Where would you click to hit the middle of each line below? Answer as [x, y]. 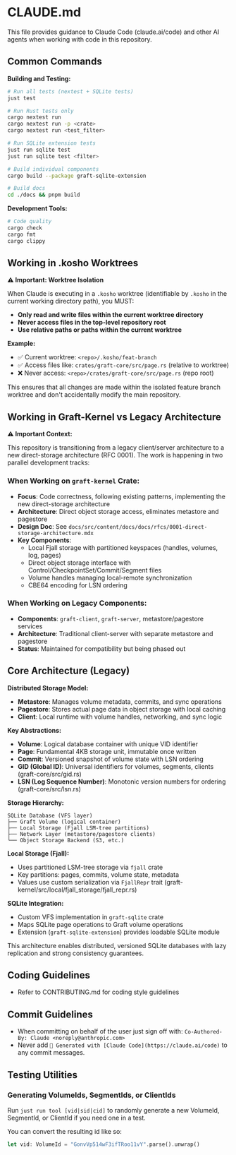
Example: [21, 344]
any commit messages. [51, 1053]
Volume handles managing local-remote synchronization [110, 577]
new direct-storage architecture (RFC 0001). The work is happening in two [115, 455]
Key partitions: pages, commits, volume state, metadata [98, 874]
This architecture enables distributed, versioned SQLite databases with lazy [117, 945]
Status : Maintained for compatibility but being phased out [101, 648]
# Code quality [30, 222]
